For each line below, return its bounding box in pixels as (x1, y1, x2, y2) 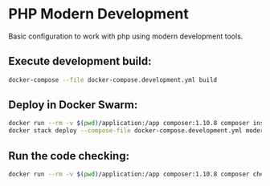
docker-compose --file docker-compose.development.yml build (8, 75, 218, 84)
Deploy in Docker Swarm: (8, 98, 138, 112)
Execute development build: (8, 55, 152, 68)
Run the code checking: (8, 149, 130, 163)
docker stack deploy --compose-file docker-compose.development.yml (8, 127, 243, 135)
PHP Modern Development (8, 5, 189, 23)
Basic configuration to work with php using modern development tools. (8, 31, 243, 41)
